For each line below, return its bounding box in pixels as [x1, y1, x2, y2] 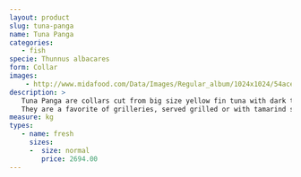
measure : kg [9, 113, 54, 122]
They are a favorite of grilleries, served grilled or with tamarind [21, 105, 287, 114]
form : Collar [9, 63, 58, 72]
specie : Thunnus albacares [9, 55, 110, 63]
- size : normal [29, 146, 90, 155]
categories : [9, 38, 54, 47]
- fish [21, 46, 47, 55]
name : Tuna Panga [9, 29, 74, 38]
